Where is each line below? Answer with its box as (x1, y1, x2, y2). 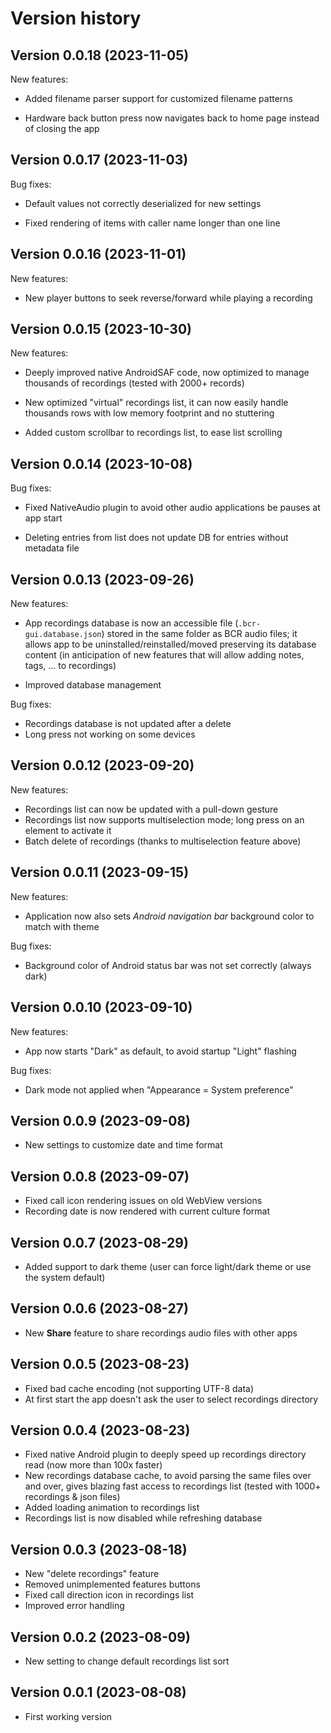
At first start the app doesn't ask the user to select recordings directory (24, 1393, 319, 1405)
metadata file (24, 542, 80, 554)
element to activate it (24, 824, 112, 836)
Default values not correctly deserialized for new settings (24, 197, 262, 209)
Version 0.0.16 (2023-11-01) (10, 246, 187, 263)
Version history (10, 7, 142, 30)
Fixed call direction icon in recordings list (24, 1589, 195, 1601)
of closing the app (24, 123, 100, 134)
